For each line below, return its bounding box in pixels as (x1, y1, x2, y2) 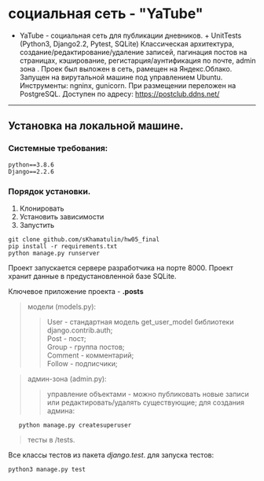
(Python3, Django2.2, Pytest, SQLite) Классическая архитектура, (19, 39, 234, 48)
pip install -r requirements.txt (8, 242, 118, 250)
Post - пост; (46, 333, 86, 343)
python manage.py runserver (8, 249, 101, 257)
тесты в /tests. (27, 435, 75, 444)
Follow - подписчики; (46, 358, 118, 368)
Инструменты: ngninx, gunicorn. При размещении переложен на (19, 80, 236, 90)
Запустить (19, 220, 55, 229)
